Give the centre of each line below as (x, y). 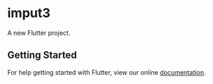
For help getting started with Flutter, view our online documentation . (106, 72)
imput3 (29, 13)
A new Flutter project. (39, 33)
